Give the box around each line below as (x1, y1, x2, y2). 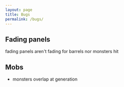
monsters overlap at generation (12, 76, 78, 82)
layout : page (5, 7, 33, 12)
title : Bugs (5, 12, 30, 17)
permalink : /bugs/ (5, 16, 44, 21)
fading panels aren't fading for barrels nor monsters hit (5, 48, 119, 54)
